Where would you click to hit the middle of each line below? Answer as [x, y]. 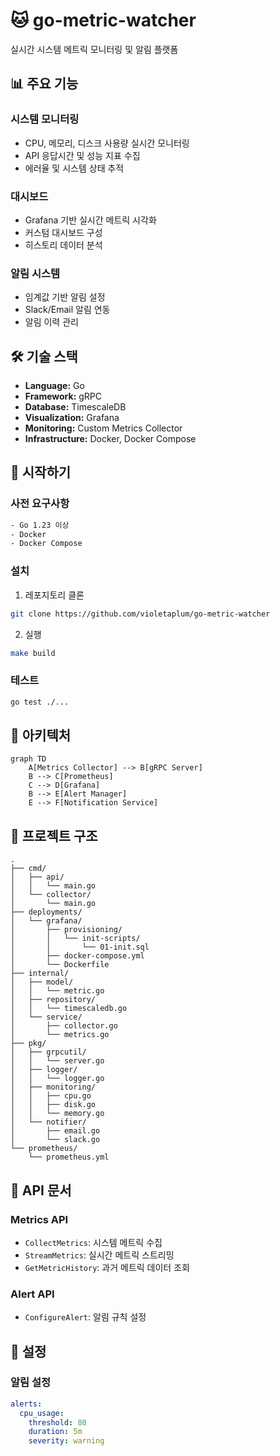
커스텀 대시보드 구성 [63, 232]
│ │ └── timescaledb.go [69, 1009]
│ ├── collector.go [64, 1026]
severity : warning [66, 1441]
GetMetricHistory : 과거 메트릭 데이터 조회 [107, 1267]
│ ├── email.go [55, 1131]
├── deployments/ [46, 912]
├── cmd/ [28, 869]
